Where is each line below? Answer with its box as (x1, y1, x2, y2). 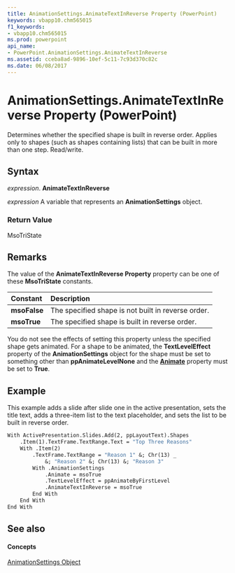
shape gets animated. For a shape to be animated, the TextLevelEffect (7, 342, 211, 351)
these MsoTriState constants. (7, 277, 93, 285)
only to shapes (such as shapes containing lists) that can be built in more (7, 138, 218, 146)
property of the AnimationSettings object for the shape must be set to (7, 350, 211, 358)
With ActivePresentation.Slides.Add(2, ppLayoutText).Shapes (7, 432, 190, 439)
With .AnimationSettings (32, 465, 105, 472)
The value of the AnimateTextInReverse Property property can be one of (7, 270, 220, 278)
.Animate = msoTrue (44, 471, 101, 478)
